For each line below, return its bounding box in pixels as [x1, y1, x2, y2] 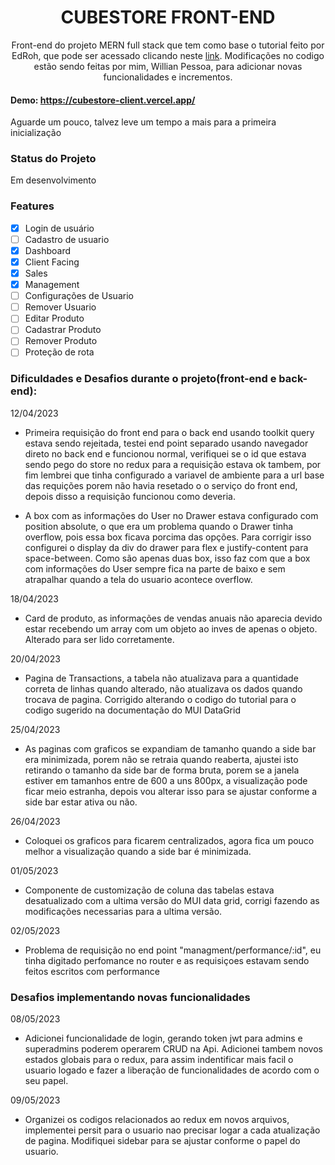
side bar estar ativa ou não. [24, 796, 138, 808]
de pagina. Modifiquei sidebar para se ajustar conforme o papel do [24, 1135, 301, 1147]
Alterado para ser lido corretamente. [24, 633, 175, 645]
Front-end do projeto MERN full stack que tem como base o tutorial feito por [11, 39, 325, 51]
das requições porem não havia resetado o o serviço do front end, [24, 479, 298, 491]
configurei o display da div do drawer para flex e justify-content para [24, 541, 309, 553]
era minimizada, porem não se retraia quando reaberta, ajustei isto [24, 753, 299, 765]
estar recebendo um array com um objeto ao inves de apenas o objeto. [24, 622, 318, 635]
